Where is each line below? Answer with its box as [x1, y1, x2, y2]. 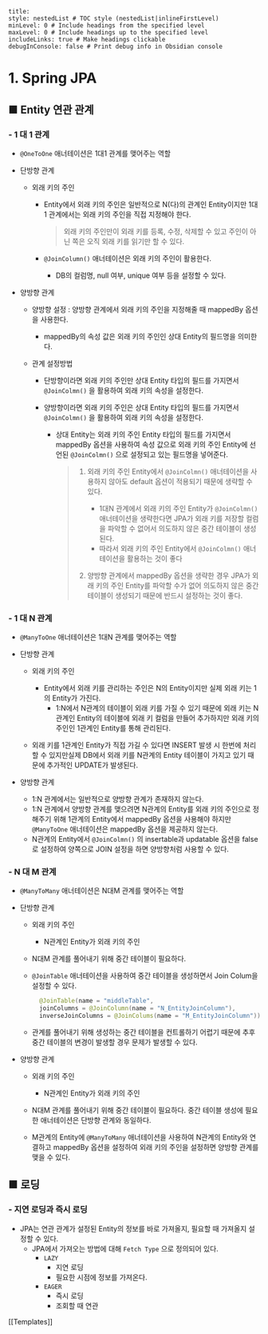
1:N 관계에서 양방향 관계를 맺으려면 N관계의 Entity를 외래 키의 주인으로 [31, 804, 251, 814]
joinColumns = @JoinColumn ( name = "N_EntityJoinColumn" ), [38, 1004, 236, 1012]
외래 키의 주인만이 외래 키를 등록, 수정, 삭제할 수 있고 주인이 [63, 226, 249, 236]
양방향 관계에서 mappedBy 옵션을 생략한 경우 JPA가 [87, 571, 251, 580]
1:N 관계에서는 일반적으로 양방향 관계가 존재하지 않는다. [31, 795, 204, 804]
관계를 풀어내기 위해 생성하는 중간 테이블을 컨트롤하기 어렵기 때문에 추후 [31, 1028, 256, 1037]
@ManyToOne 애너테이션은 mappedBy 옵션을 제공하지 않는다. [31, 824, 219, 834]
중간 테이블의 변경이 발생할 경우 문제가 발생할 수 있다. [31, 1037, 198, 1048]
